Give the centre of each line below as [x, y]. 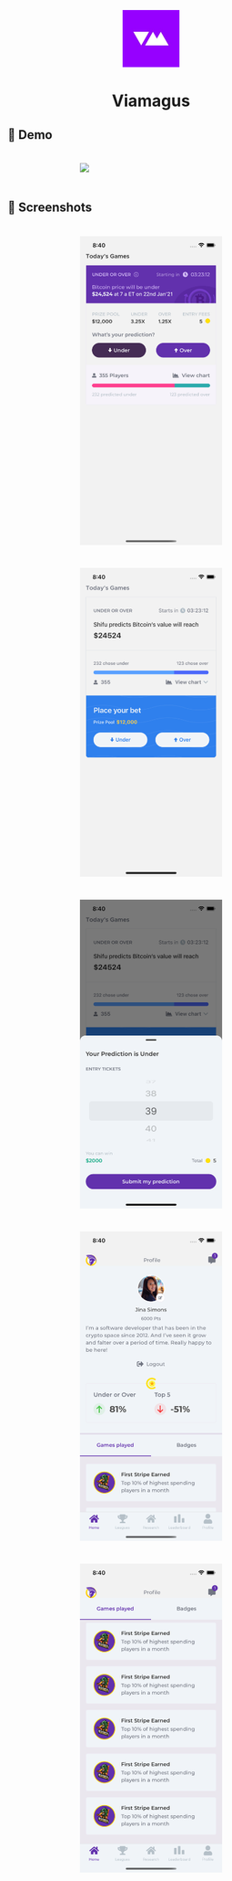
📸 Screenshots [50, 208]
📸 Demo [30, 135]
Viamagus [151, 101]
